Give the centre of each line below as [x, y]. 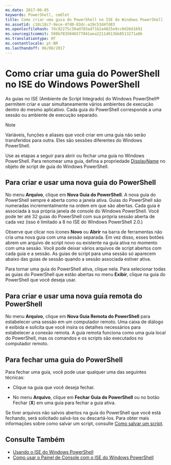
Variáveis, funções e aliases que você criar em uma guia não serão [76, 135]
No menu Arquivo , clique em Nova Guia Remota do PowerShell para [78, 316]
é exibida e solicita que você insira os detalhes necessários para [73, 327]
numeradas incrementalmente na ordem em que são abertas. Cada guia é [83, 206]
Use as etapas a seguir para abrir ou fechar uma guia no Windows [75, 155]
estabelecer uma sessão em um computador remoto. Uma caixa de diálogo [84, 322]
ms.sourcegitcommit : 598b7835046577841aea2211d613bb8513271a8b [74, 34]
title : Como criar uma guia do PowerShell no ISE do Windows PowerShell [84, 19]
